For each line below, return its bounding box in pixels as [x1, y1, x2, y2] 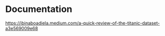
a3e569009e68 [5, 25, 38, 31]
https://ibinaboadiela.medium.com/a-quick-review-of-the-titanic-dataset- [5, 20, 160, 26]
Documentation [5, 3, 73, 15]
